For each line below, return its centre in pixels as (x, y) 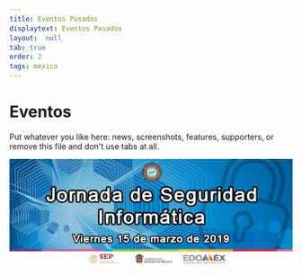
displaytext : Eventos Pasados (66, 28)
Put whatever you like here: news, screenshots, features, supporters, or (142, 137)
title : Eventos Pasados (54, 19)
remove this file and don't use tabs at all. (84, 146)
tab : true (28, 48)
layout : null (36, 38)
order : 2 (26, 57)
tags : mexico (34, 67)
